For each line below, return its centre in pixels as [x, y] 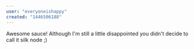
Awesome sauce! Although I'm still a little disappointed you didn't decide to [97, 33]
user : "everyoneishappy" [37, 11]
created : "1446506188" [34, 17]
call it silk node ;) [27, 40]
